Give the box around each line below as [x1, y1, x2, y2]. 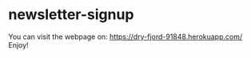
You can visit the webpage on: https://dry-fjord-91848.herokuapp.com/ [8, 32, 242, 41]
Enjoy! [8, 40, 30, 49]
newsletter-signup [8, 6, 134, 24]
